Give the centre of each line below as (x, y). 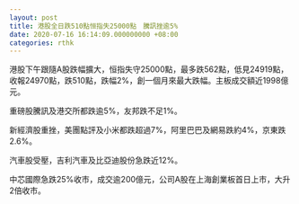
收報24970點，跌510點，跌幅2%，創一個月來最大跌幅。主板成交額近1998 (145, 81)
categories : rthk (42, 43)
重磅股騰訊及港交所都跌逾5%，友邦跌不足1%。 (96, 111)
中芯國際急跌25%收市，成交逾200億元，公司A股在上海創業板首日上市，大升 (150, 180)
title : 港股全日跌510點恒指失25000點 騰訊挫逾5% (94, 26)
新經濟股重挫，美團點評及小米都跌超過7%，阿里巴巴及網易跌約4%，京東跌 (148, 130)
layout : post (34, 18)
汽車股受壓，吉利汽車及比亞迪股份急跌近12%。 (96, 160)
